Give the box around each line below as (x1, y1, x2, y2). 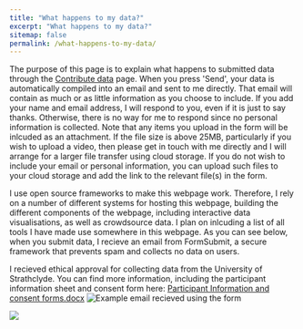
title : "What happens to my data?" (9, 13, 145, 23)
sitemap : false (9, 30, 67, 39)
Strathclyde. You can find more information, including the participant (9, 273, 267, 284)
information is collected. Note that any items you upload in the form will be (9, 122, 288, 133)
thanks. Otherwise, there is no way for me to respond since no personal (9, 112, 278, 123)
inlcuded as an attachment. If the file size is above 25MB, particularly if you (9, 131, 292, 142)
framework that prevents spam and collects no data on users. (9, 246, 240, 257)
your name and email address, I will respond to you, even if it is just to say (9, 102, 287, 114)
